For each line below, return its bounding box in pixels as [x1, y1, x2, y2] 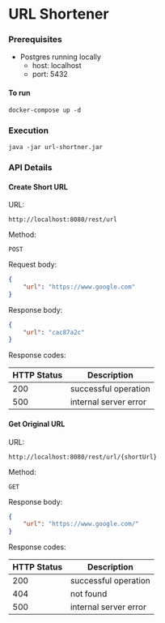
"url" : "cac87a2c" [23, 328, 85, 336]
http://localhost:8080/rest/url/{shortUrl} [8, 453, 158, 461]
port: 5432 [32, 70, 69, 79]
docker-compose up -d [8, 106, 82, 114]
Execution [8, 125, 49, 136]
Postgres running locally [19, 52, 101, 62]
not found [70, 588, 108, 600]
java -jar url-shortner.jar [8, 143, 104, 151]
